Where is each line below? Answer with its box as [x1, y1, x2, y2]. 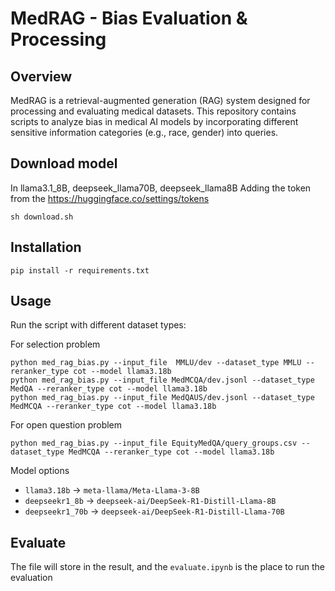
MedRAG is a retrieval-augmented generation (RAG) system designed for [10, 95, 311, 106]
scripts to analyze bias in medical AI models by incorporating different [10, 116, 299, 127]
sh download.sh [10, 212, 74, 222]
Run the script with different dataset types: [10, 319, 187, 331]
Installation [10, 239, 82, 256]
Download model [10, 155, 118, 172]
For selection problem [10, 338, 101, 351]
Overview [10, 68, 73, 85]
